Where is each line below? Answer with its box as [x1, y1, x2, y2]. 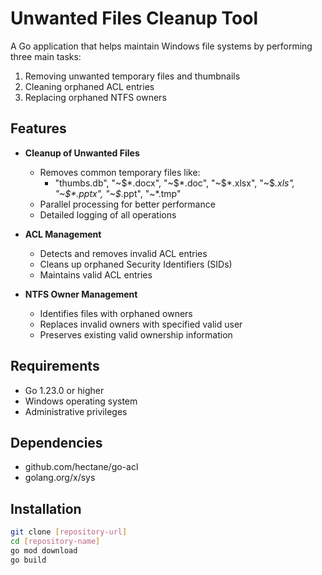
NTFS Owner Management [24, 288, 138, 300]
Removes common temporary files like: [39, 166, 201, 178]
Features [10, 120, 67, 137]
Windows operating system [24, 395, 138, 407]
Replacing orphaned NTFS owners [24, 91, 167, 103]
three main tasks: [10, 50, 82, 62]
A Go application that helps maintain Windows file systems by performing [10, 40, 313, 52]
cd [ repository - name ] [10, 537, 101, 547]
